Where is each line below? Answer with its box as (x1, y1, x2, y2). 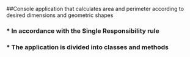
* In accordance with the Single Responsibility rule (6, 27, 160, 35)
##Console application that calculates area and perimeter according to (6, 5, 185, 12)
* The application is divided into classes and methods (6, 42, 169, 51)
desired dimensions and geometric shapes (6, 12, 114, 19)
